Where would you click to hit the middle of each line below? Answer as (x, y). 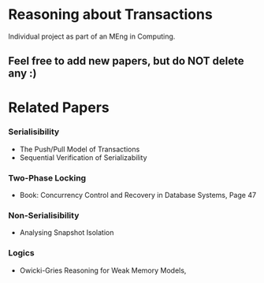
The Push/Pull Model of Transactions (80, 149)
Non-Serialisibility (44, 216)
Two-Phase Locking (47, 177)
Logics (21, 253)
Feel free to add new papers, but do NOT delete (126, 61)
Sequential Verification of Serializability (83, 157)
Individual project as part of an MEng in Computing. (92, 36)
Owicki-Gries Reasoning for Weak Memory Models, (103, 270)
